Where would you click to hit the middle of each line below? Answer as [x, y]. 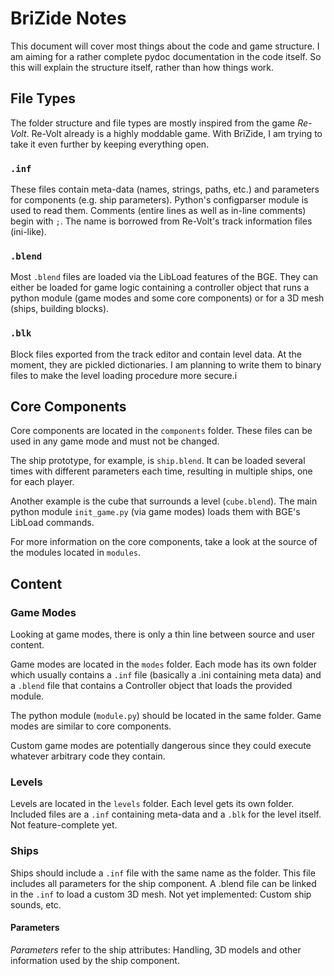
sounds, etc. [36, 904]
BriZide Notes [68, 18]
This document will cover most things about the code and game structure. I [165, 46]
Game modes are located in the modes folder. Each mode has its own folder [164, 664]
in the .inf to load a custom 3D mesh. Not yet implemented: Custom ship [161, 894]
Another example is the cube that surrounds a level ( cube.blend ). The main [164, 501]
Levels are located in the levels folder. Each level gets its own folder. [152, 804]
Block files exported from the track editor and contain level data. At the [156, 354]
